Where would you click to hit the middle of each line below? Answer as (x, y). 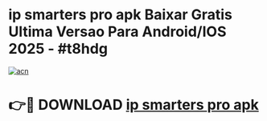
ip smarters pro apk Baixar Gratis (121, 15)
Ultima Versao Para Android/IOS (117, 32)
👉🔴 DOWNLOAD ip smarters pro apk (133, 105)
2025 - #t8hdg (58, 49)
